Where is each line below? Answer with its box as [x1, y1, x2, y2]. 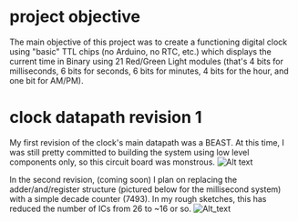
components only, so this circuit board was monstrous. [9, 156, 216, 167]
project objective [9, 6, 141, 27]
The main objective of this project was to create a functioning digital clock [9, 36, 288, 47]
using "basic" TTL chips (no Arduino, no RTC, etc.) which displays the [9, 45, 272, 56]
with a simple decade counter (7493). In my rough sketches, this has [9, 193, 267, 204]
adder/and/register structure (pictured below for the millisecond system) [9, 184, 282, 195]
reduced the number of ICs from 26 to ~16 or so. [9, 203, 192, 214]
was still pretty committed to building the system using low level [9, 146, 250, 157]
